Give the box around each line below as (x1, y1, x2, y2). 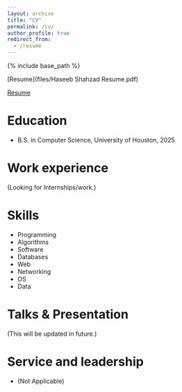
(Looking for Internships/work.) (7, 183, 97, 191)
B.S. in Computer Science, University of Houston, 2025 (17, 136, 175, 144)
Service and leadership (7, 354, 144, 369)
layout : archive (7, 10, 54, 17)
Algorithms (17, 238, 49, 246)
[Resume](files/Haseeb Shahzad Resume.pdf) (7, 75, 139, 83)
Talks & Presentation (7, 307, 129, 322)
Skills (7, 208, 40, 223)
